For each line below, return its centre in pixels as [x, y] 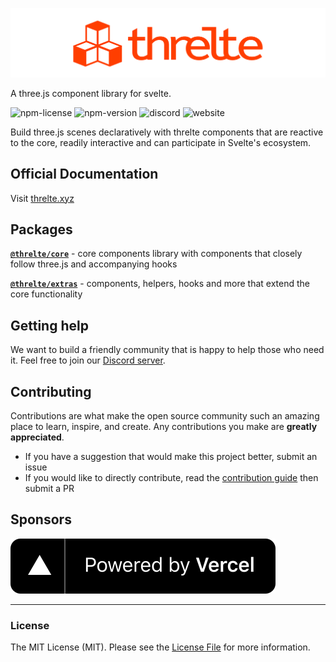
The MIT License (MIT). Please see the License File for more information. [160, 647]
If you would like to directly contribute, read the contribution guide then [171, 477]
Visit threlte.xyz [42, 198]
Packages [41, 229]
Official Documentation [84, 174]
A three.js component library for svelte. [91, 93]
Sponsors [41, 519]
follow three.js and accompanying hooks [94, 264]
